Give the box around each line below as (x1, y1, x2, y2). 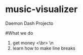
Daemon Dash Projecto (5, 20, 54, 26)
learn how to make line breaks (12, 45, 76, 51)
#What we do (5, 30, 33, 36)
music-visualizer (5, 4, 78, 15)
